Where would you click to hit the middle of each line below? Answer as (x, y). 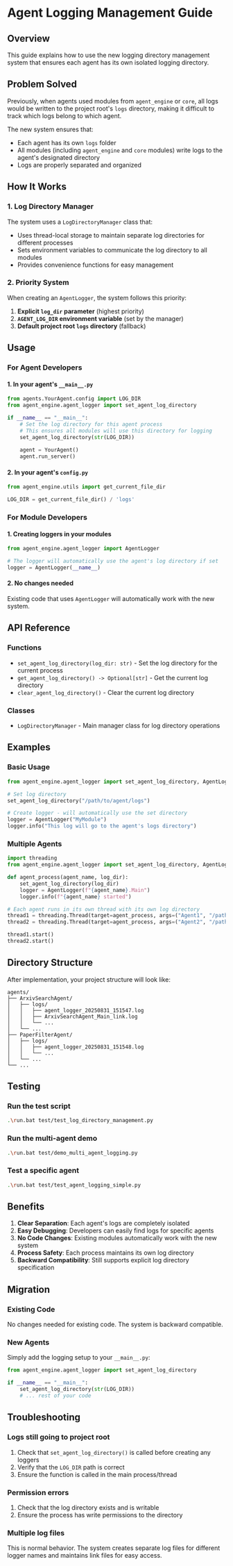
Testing (24, 1086)
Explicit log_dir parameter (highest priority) (80, 311)
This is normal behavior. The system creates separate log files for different (114, 1548)
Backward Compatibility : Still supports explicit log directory (103, 1260)
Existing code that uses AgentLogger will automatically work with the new (111, 599)
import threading (32, 858)
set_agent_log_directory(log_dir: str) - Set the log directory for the (117, 663)
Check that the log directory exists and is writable (88, 1507)
